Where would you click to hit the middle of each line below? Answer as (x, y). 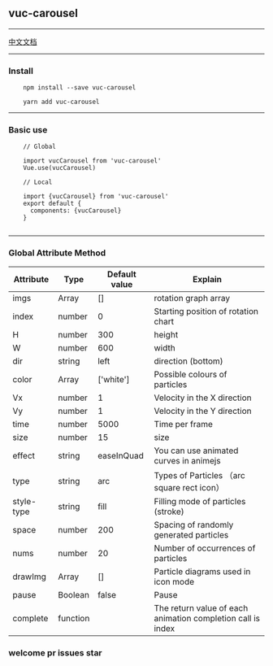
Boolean (74, 594)
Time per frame (183, 424)
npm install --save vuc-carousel (80, 88)
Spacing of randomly (194, 525)
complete (30, 618)
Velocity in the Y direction (203, 411)
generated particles (191, 534)
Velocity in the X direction (203, 398)
